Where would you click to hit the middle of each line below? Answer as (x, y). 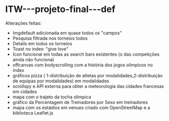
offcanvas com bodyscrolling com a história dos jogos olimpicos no (82, 65)
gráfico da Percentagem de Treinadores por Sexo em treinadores (80, 102)
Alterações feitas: (23, 23)
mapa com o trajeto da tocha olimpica (52, 97)
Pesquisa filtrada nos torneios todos (50, 38)
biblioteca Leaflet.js (33, 113)
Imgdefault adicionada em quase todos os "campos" (67, 33)
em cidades (25, 91)
